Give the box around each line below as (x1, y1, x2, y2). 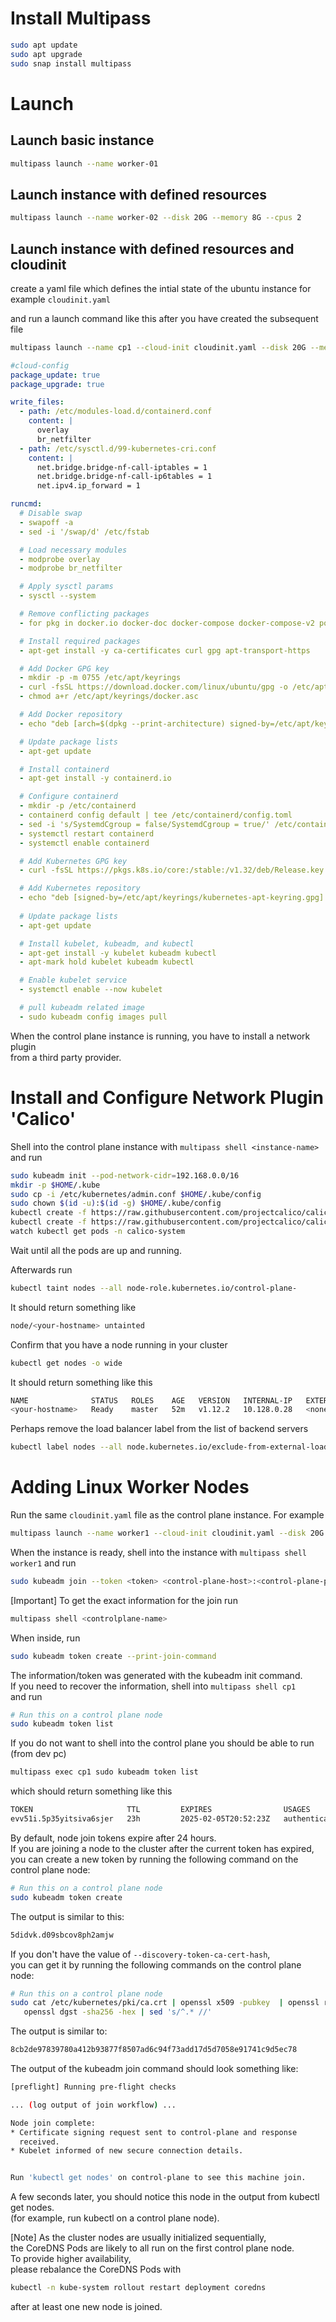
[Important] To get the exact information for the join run (10, 1594, 238, 1606)
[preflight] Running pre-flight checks (10, 2082, 177, 2092)
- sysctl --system (19, 591, 97, 601)
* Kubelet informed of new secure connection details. (10, 2146, 244, 2156)
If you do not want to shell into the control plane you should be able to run (10, 1737, 315, 1749)
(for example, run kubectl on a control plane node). (10, 2212, 220, 2224)
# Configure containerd (19, 792, 118, 802)
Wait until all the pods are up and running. (10, 1244, 182, 1256)
